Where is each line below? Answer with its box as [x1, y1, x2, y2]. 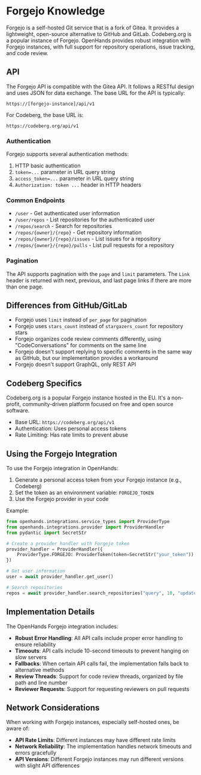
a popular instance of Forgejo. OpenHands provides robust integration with [6, 37, 191, 44]
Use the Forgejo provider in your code [14, 495, 109, 503]
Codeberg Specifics [6, 378, 83, 388]
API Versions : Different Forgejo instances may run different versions [14, 756, 184, 763]
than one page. [6, 283, 44, 290]
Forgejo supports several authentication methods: [6, 151, 129, 158]
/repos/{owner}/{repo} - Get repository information [14, 229, 142, 236]
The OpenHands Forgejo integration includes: [6, 623, 118, 630]
